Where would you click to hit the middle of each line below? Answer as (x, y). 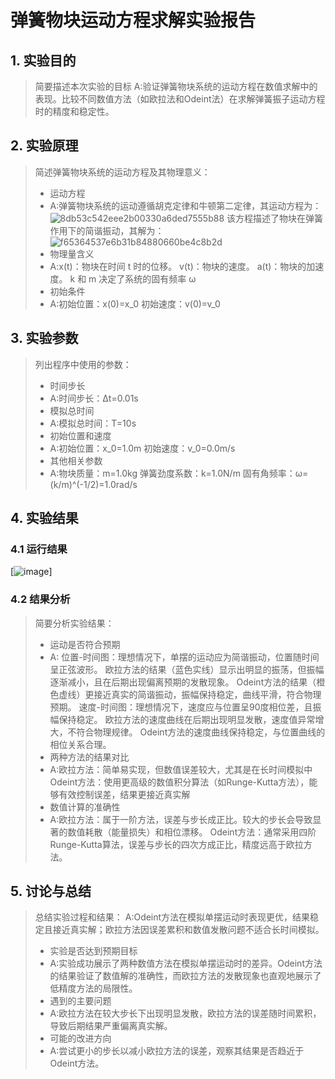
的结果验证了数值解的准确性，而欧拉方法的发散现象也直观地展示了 (185, 976)
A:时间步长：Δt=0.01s (94, 398)
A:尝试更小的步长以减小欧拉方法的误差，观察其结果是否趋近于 (177, 1051)
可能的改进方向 (80, 1038)
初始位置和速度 (80, 435)
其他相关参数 (76, 460)
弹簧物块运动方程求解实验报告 (133, 20)
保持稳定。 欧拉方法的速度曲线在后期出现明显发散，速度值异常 (187, 719)
